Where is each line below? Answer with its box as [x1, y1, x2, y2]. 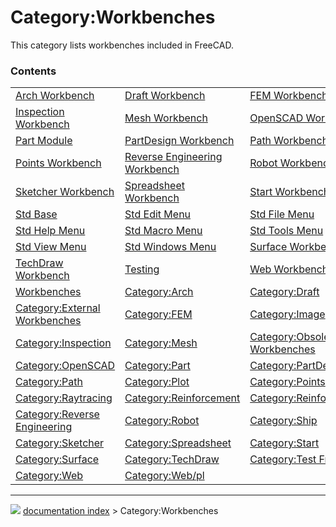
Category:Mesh [124, 336, 198, 350]
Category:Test [249, 452, 317, 466]
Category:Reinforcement [124, 391, 241, 405]
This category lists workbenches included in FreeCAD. [10, 39, 234, 51]
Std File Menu [249, 207, 315, 221]
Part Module [15, 134, 73, 148]
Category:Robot [124, 414, 200, 428]
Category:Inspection [15, 336, 112, 350]
